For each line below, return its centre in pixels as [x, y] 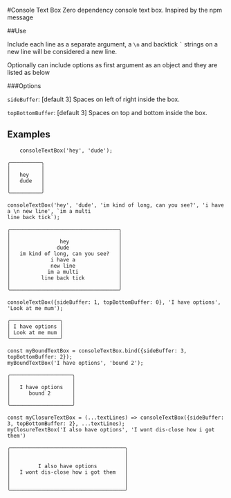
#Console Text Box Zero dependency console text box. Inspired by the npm [115, 10]
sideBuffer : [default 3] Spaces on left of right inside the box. [93, 99]
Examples [29, 135]
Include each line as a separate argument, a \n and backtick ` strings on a [112, 44]
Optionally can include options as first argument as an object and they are [112, 65]
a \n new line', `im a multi [49, 211]
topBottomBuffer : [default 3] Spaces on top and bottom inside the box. [107, 113]
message [20, 17]
